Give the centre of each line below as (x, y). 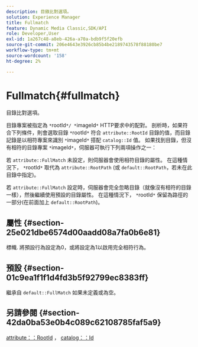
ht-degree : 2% (24, 61)
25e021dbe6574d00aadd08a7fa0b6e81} (83, 232)
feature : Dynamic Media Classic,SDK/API (57, 28)
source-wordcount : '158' (37, 56)
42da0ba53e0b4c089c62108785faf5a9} (84, 322)
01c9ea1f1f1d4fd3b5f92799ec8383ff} (77, 277)
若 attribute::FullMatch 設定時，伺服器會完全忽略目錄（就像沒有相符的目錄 (99, 188)
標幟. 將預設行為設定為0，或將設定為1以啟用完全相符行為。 (78, 248)
